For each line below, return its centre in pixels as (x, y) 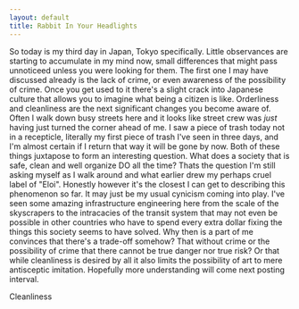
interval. (24, 279)
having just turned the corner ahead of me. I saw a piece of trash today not (147, 127)
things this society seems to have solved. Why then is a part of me (132, 231)
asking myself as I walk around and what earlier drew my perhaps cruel (141, 174)
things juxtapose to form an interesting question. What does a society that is (149, 155)
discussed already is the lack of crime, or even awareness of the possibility (148, 79)
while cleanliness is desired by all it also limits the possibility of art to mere (146, 260)
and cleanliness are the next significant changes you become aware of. (140, 108)
